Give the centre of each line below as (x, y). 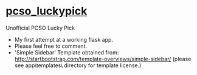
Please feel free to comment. (51, 46)
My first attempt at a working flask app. (64, 39)
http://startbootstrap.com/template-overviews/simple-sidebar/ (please (103, 59)
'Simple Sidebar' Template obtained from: (67, 52)
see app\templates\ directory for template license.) (78, 65)
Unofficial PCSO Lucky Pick (40, 28)
